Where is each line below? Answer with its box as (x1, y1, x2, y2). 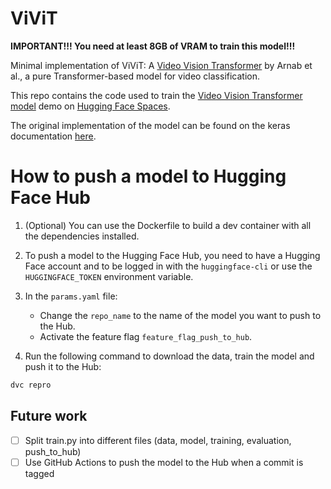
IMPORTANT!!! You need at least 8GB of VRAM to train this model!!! (10, 40, 296, 52)
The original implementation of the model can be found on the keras (10, 119, 291, 131)
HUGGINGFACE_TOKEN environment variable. (24, 270, 194, 282)
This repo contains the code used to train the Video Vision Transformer (10, 89, 303, 101)
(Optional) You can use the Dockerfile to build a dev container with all (24, 219, 312, 231)
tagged (24, 467, 55, 479)
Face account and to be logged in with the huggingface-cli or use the (24, 260, 313, 272)
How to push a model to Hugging (10, 165, 287, 188)
